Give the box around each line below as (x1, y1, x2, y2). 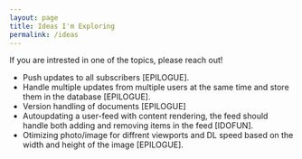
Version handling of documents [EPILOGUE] (22, 101, 187, 112)
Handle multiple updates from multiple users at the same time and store (22, 82, 289, 93)
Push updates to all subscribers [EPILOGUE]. (22, 72, 190, 83)
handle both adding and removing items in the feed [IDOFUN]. (22, 120, 254, 131)
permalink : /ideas (9, 30, 79, 39)
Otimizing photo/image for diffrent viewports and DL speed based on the (22, 130, 294, 141)
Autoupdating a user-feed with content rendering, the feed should (22, 110, 269, 122)
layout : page (9, 13, 59, 23)
